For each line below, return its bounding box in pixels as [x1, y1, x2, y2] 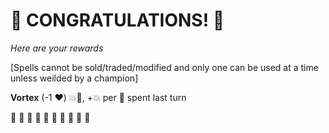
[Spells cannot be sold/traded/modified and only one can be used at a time [10, 61, 319, 73]
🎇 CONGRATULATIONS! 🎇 [10, 9, 225, 32]
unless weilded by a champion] [10, 72, 139, 84]
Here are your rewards [10, 42, 104, 54]
